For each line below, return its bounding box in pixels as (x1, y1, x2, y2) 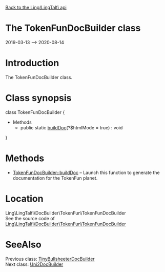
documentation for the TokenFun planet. (12, 174, 98, 181)
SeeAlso (5, 239, 42, 250)
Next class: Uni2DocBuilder (5, 261, 64, 267)
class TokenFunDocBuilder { (5, 109, 65, 115)
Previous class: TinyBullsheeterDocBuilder (5, 256, 95, 262)
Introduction (5, 57, 59, 69)
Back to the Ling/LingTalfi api (5, 5, 67, 10)
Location (5, 192, 44, 204)
